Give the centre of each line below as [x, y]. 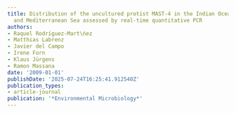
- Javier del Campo [36, 46]
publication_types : [36, 86]
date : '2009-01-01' [36, 72]
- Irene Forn [26, 53]
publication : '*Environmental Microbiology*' [75, 99]
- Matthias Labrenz [36, 40]
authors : [20, 27]
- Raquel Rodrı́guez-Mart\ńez [50, 33]
